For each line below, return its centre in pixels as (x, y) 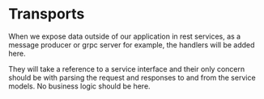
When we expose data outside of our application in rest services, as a (125, 36)
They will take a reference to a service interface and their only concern (127, 68)
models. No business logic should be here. (80, 86)
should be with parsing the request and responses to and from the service (132, 77)
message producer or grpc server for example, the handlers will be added (132, 44)
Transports (47, 14)
